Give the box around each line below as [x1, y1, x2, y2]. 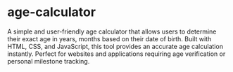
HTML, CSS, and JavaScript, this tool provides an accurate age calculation [7, 42, 224, 50]
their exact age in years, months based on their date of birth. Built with [7, 34, 212, 43]
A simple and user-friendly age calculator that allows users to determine [7, 27, 217, 36]
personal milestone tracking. [7, 57, 90, 65]
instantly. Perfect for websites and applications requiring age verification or [7, 50, 226, 58]
